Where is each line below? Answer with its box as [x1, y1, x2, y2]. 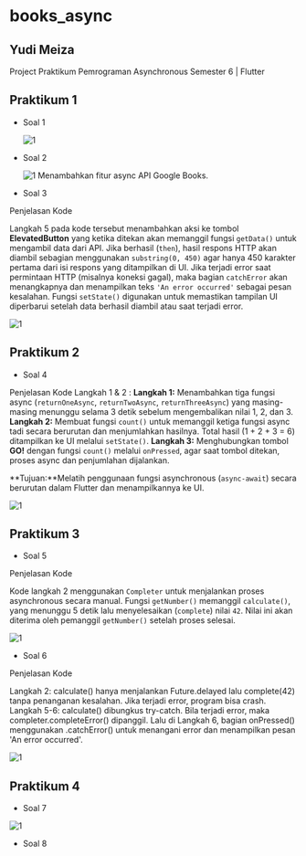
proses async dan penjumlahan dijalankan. [9, 454, 170, 466]
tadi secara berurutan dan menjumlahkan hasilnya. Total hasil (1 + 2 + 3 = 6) [9, 426, 295, 437]
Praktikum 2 [9, 344, 80, 361]
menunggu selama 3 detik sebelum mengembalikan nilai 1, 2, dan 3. [38, 406, 294, 417]
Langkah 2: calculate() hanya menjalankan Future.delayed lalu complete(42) [9, 686, 295, 697]
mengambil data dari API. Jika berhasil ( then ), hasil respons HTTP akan [9, 242, 277, 253]
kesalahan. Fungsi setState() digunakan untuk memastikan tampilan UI [9, 291, 279, 301]
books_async [9, 5, 112, 26]
